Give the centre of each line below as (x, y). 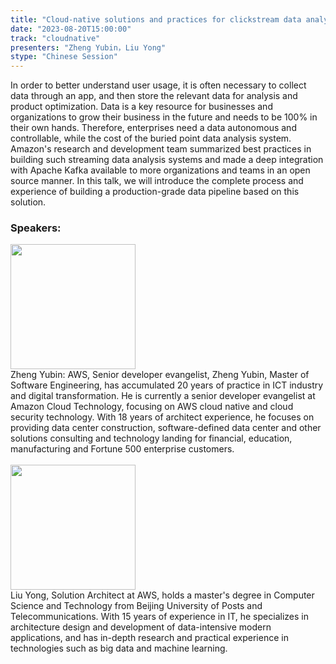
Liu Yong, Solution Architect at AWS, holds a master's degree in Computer (162, 595)
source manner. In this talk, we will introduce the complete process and (157, 181)
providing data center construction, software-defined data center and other (166, 428)
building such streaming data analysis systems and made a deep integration (167, 160)
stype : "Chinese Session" (64, 57)
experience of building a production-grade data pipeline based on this (155, 192)
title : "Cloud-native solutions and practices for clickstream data (156, 19)
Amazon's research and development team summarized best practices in (161, 149)
